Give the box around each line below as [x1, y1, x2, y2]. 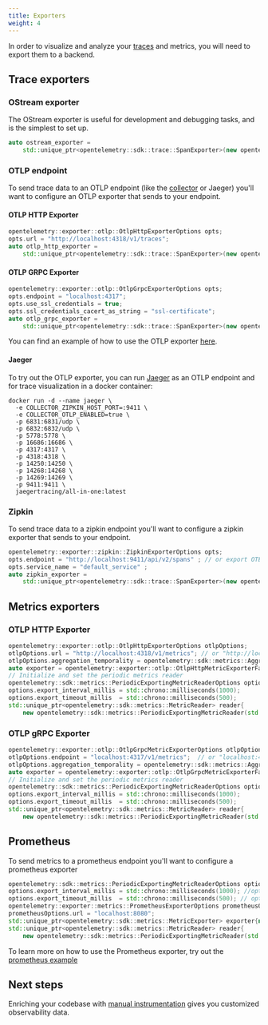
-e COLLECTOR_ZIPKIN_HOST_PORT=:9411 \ [15, 403, 148, 411]
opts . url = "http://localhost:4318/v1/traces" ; [8, 235, 170, 244]
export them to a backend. [8, 50, 96, 59]
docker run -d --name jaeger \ [8, 396, 112, 404]
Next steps [8, 978, 64, 991]
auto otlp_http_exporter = [8, 243, 98, 251]
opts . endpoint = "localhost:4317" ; [8, 292, 127, 300]
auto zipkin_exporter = [8, 570, 88, 578]
